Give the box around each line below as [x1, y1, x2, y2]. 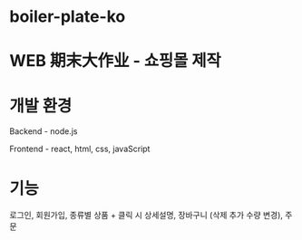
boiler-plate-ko [9, 6, 126, 27]
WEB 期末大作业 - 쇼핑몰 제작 [9, 51, 222, 72]
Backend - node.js [9, 126, 78, 137]
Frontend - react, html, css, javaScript [9, 143, 151, 155]
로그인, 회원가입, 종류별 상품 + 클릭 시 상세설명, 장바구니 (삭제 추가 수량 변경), [9, 210, 284, 221]
